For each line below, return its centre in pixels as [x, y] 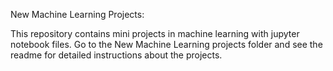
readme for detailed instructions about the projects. [116, 55]
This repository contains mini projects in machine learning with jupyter [155, 33]
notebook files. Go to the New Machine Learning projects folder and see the [166, 44]
